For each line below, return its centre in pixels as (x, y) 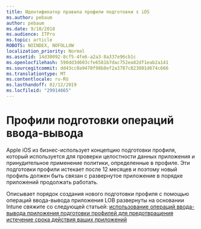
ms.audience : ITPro (31, 34)
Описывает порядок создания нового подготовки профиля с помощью (98, 193)
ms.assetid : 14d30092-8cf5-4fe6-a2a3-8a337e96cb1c (71, 57)
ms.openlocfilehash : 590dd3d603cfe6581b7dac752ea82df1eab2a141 (88, 62)
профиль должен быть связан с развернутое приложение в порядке (94, 175)
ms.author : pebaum (29, 18)
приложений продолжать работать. (52, 182)
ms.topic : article (29, 40)
